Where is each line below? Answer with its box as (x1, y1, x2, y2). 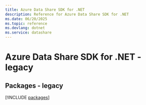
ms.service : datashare (5, 30, 52, 35)
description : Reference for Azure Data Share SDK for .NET (5, 12, 129, 17)
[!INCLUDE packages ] (5, 95, 50, 100)
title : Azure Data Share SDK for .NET (5, 7, 85, 12)
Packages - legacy (5, 81, 63, 90)
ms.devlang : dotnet (5, 26, 45, 31)
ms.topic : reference (5, 21, 48, 26)
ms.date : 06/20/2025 (5, 16, 48, 21)
